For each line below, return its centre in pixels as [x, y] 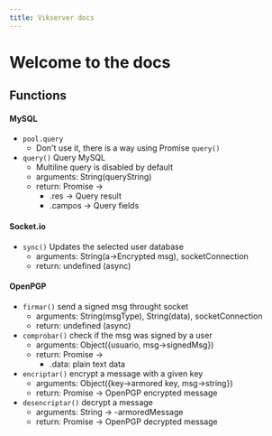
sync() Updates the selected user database [103, 246]
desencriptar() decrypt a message [87, 402]
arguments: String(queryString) [94, 177]
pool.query [43, 139]
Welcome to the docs [90, 62]
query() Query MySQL [64, 158]
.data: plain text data [87, 364]
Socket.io [28, 226]
